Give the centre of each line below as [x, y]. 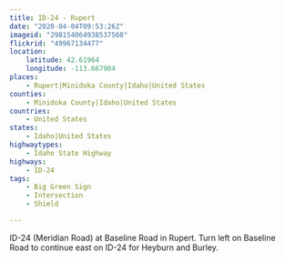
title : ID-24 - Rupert [52, 18]
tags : [20, 178]
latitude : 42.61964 [63, 60]
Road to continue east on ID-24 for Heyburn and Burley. [114, 247]
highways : [28, 161]
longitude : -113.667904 [71, 69]
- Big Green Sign [59, 187]
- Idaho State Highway [69, 153]
